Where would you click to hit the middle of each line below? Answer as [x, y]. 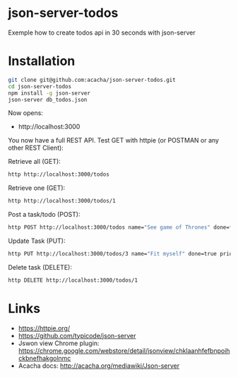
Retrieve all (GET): [34, 162]
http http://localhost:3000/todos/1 [62, 201]
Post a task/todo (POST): [44, 215]
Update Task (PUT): [37, 241]
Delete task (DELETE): [40, 267]
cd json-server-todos [40, 86]
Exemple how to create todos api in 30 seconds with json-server [102, 32]
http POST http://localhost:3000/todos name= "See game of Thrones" [109, 227]
